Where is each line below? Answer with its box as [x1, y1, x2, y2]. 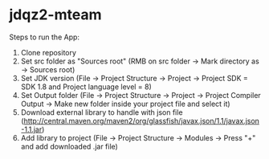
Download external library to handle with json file [20, 107, 183, 117]
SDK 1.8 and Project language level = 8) [20, 82, 152, 92]
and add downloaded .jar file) [20, 141, 119, 151]
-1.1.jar [20, 124, 43, 134]
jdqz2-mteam [9, 6, 102, 24]
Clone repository [20, 47, 77, 57]
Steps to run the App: [9, 32, 79, 42]
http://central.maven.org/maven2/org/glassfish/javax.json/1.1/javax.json [23, 116, 260, 125]
